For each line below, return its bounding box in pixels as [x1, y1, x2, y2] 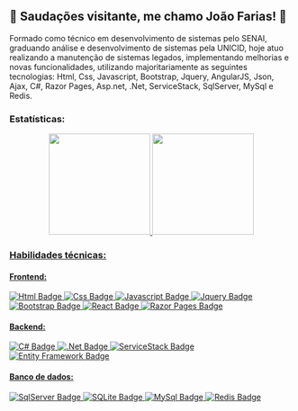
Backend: [9, 321, 46, 332]
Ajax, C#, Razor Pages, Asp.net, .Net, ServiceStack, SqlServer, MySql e [9, 80, 274, 91]
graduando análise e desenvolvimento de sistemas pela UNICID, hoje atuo [9, 42, 284, 53]
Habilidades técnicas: [9, 249, 106, 262]
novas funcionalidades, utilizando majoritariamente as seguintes [9, 61, 248, 72]
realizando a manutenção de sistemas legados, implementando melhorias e [9, 51, 290, 63]
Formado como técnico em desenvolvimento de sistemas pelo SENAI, [9, 32, 267, 43]
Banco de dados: [9, 371, 74, 382]
